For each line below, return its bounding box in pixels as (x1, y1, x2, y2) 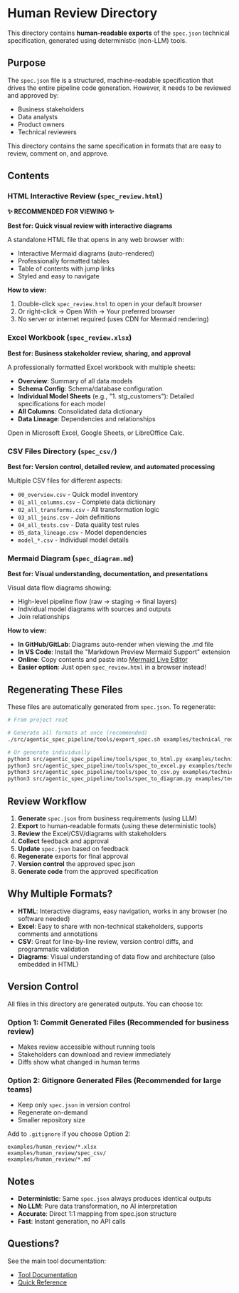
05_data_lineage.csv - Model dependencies (17, 528, 147, 537)
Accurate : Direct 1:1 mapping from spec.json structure (17, 1209, 177, 1218)
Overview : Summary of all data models (17, 376, 133, 385)
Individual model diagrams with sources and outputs (17, 605, 171, 613)
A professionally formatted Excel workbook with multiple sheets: (7, 363, 196, 371)
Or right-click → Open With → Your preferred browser (17, 307, 176, 316)
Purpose (7, 57, 46, 69)
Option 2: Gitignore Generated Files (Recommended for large (7, 1075, 222, 1085)
